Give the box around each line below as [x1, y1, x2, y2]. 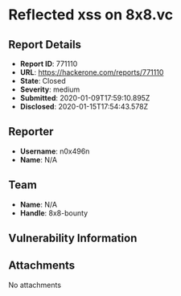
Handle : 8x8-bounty [19, 208, 88, 218]
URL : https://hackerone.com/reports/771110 [19, 68, 164, 77]
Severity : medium [19, 84, 80, 94]
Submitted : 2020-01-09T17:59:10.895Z [19, 93, 150, 102]
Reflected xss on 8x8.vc [8, 6, 174, 24]
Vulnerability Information [8, 232, 138, 245]
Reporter [8, 125, 54, 138]
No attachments [8, 280, 62, 290]
